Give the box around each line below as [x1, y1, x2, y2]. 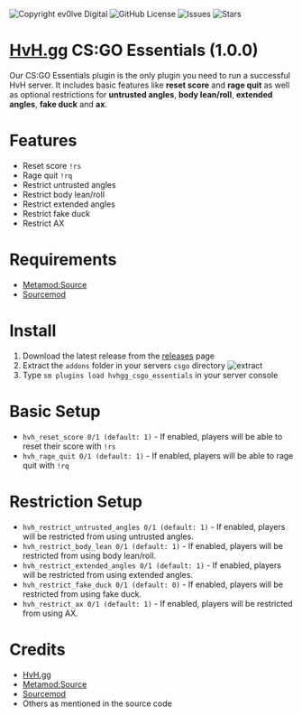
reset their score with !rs [22, 441, 116, 451]
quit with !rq [22, 460, 69, 470]
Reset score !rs [22, 160, 82, 171]
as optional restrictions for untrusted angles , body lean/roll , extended [9, 88, 273, 99]
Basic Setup [9, 401, 101, 422]
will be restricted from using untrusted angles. [22, 531, 194, 542]
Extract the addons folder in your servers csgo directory [22, 359, 226, 370]
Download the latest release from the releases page [22, 350, 215, 361]
